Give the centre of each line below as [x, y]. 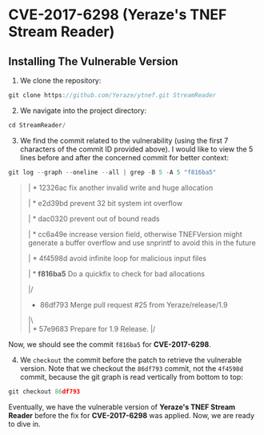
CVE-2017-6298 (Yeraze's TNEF [118, 15]
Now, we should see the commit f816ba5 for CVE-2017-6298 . [110, 344]
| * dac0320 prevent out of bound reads [94, 219]
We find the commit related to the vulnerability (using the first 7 [124, 140]
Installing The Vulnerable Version [93, 61]
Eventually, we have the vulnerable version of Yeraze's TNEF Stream [122, 407]
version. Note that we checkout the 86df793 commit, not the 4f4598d [132, 368]
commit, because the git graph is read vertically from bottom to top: [132, 377]
